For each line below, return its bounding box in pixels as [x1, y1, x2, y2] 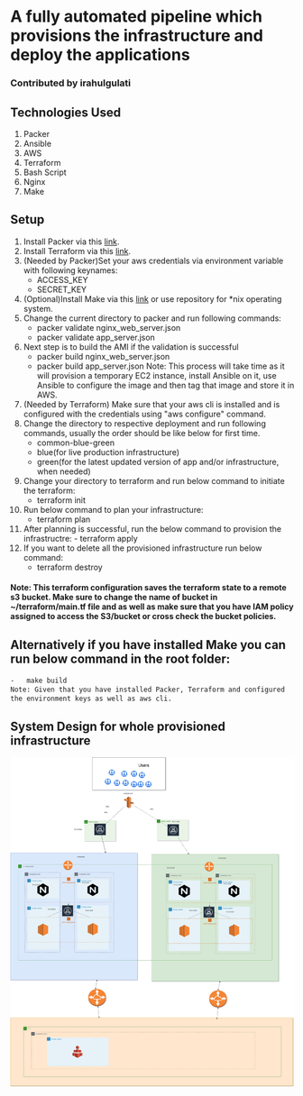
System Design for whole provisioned [10, 718, 226, 734]
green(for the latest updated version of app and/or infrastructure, [36, 456, 280, 467]
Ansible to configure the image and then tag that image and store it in [36, 379, 295, 390]
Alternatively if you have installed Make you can [10, 637, 287, 653]
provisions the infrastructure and [10, 25, 264, 46]
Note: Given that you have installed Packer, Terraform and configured [10, 685, 285, 695]
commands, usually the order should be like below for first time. [23, 427, 261, 438]
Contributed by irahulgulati [10, 77, 132, 89]
